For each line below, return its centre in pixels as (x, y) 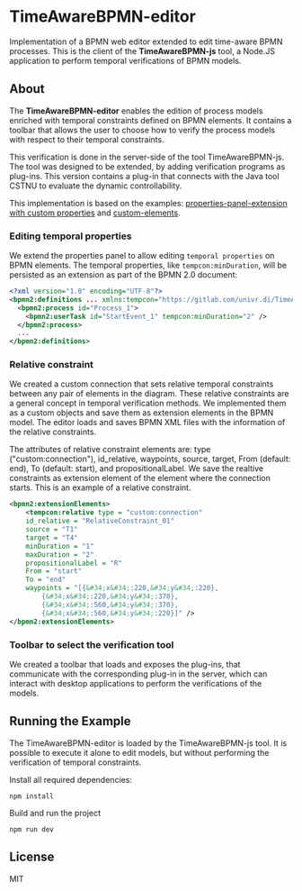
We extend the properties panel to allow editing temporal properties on (142, 256)
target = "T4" (52, 538)
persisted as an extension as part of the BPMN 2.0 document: (124, 275)
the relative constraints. (53, 432)
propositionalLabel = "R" (74, 563)
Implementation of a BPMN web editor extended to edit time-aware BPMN (146, 41)
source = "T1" (52, 530)
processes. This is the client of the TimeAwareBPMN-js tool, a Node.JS (142, 50)
